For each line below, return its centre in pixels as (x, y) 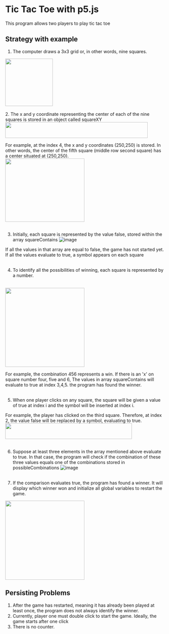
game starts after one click (40, 621)
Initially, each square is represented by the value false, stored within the (87, 234)
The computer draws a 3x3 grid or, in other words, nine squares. (80, 51)
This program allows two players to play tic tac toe (58, 23)
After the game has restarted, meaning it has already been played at (83, 605)
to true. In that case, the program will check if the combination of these (87, 457)
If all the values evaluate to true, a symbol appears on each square (75, 255)
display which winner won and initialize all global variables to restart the (87, 488)
